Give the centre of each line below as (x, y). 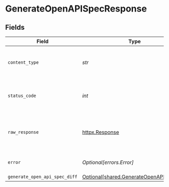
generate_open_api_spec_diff (43, 177)
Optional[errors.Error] (108, 162)
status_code (22, 96)
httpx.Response (101, 132)
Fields (15, 27)
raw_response (23, 132)
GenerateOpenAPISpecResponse (76, 9)
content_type (23, 63)
